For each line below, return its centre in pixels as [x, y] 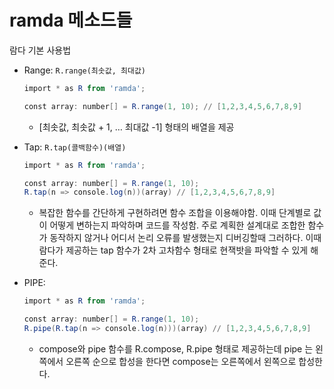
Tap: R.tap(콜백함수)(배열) [75, 147]
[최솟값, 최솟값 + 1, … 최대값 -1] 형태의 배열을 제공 [136, 127]
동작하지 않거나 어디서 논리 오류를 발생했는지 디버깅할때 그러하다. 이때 [185, 238]
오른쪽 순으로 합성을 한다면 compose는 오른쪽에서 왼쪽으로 [181, 361]
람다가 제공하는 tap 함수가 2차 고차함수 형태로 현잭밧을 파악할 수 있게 [173, 250]
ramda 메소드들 [71, 20]
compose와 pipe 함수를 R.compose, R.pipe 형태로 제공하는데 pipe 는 [176, 348]
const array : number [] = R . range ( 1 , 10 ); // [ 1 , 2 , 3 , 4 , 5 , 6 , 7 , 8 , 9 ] [163, 106]
